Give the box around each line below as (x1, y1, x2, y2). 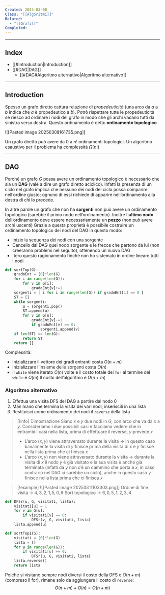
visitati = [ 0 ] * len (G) (14, 535, 60, 540)
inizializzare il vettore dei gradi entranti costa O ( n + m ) (12, 359, 122, 365)
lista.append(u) (14, 522, 48, 527)
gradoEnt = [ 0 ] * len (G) (14, 272, 60, 277)
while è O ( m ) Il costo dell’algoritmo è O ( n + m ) (12, 375, 106, 381)
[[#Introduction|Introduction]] (12, 61, 72, 67)
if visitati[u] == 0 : (23, 549, 67, 554)
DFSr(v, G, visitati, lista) (31, 518, 91, 523)
